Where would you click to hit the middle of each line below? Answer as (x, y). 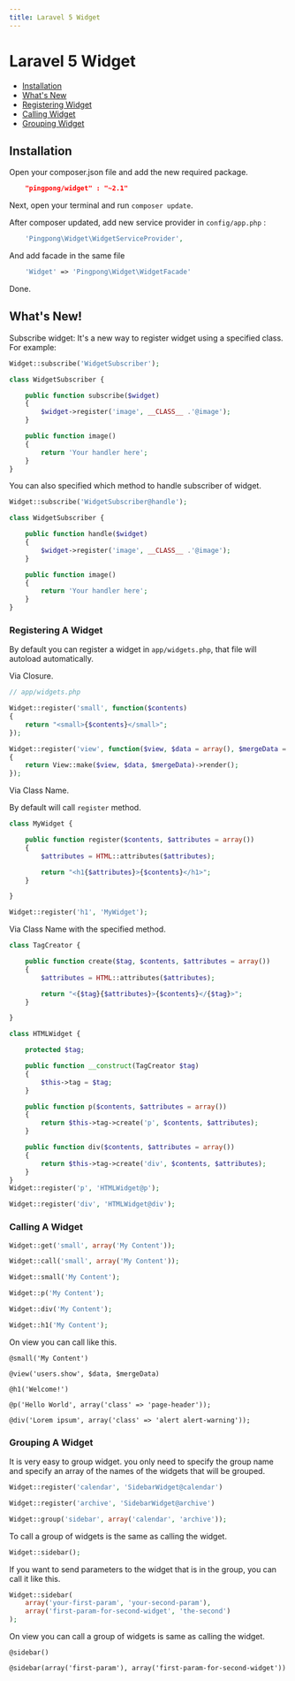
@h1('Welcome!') (39, 1389)
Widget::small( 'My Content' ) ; (65, 1278)
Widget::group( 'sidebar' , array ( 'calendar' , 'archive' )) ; (118, 1519)
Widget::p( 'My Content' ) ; (57, 1293)
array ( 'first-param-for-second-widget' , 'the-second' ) (128, 1611)
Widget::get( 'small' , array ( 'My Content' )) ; (92, 1245)
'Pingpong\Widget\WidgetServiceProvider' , (104, 239)
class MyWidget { (41, 824)
